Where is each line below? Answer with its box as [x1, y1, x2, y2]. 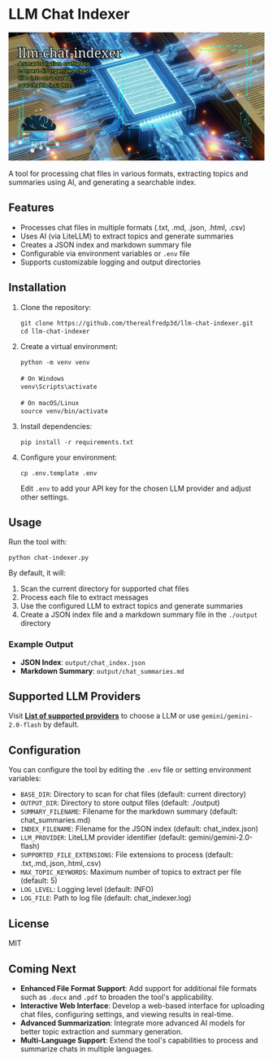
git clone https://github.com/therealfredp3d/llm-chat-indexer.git [19, 319, 253, 327]
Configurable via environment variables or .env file [19, 248, 190, 258]
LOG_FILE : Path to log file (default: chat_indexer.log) [19, 893, 192, 903]
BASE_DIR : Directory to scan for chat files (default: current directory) [19, 789, 246, 799]
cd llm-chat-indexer [19, 327, 90, 335]
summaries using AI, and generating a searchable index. [8, 177, 197, 187]
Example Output [8, 639, 74, 650]
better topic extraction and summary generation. [19, 1026, 183, 1036]
